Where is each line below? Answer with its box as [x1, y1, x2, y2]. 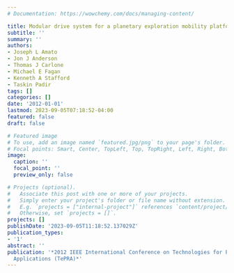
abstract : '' [7, 242, 45, 249]
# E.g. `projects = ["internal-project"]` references [7, 203, 173, 210]
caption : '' [13, 158, 49, 166]
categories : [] [7, 94, 52, 101]
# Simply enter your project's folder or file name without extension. [7, 196, 226, 204]
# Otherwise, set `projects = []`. [7, 210, 117, 217]
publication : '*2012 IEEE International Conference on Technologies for [7, 249, 223, 256]
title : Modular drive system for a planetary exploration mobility [7, 22, 208, 30]
